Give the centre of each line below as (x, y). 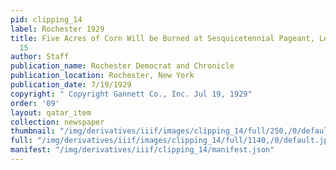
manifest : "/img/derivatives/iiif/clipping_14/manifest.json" (142, 150)
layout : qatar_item (51, 112)
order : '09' (35, 103)
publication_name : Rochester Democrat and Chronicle (122, 66)
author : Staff (40, 57)
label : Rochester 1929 (57, 29)
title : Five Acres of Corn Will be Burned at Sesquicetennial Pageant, (162, 38)
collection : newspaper (57, 122)
